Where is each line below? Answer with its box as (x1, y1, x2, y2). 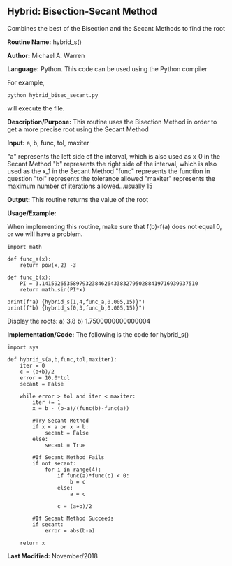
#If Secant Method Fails (32, 453, 105, 460)
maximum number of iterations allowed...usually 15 (7, 182, 153, 190)
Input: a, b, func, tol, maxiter (7, 138, 89, 147)
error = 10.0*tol (20, 374, 71, 382)
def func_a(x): (7, 255, 52, 263)
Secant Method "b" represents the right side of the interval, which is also (7, 159, 217, 168)
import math (7, 243, 42, 250)
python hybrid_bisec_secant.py (7, 92, 99, 99)
